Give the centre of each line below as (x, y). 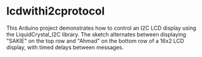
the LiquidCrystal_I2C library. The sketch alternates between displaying (96, 34)
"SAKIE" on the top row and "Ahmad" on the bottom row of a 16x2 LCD (95, 41)
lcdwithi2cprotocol (56, 11)
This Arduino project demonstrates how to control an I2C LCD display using (101, 28)
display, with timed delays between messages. (65, 47)
